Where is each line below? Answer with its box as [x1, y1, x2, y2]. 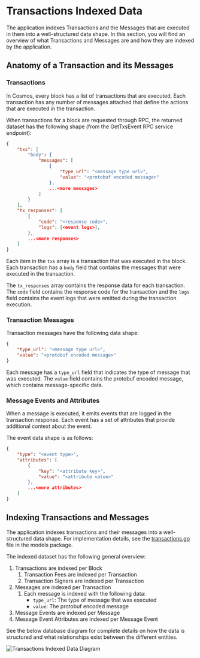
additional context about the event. [6, 422, 92, 430]
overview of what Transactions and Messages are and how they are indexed [6, 37, 195, 44]
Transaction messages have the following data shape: [6, 330, 140, 337]
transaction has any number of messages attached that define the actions [6, 98, 189, 105]
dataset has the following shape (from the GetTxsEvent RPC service [6, 123, 174, 130]
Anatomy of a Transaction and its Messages [6, 61, 174, 71]
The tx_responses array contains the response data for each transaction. [6, 282, 186, 289]
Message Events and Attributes [6, 396, 100, 405]
